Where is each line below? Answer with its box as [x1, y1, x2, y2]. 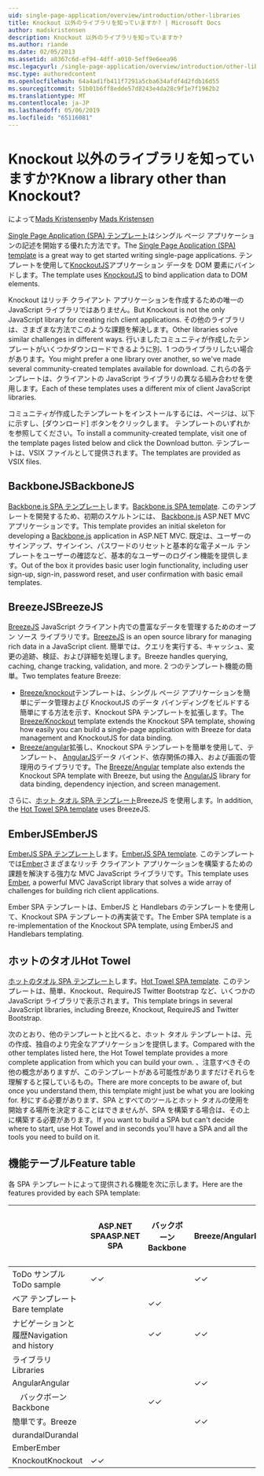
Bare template [12, 1303, 64, 1314]
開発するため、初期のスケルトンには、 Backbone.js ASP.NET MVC [35, 511, 250, 521]
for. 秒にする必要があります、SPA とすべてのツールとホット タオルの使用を [8, 1095, 250, 1105]
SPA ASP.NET [90, 1230, 141, 1241]
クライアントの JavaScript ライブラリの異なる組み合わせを [56, 374, 246, 383]
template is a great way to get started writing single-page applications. [8, 250, 237, 259]
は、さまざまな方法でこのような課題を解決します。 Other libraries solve [8, 324, 238, 334]
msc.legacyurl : [8, 63, 58, 71]
